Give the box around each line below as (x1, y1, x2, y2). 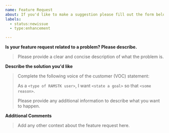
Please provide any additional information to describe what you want (17, 98, 160, 104)
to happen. (17, 103, 40, 109)
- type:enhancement (10, 26, 51, 31)
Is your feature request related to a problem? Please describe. (5, 44, 137, 50)
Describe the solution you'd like (5, 63, 73, 69)
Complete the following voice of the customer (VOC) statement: (17, 73, 150, 79)
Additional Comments (5, 113, 52, 119)
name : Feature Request (5, 7, 53, 12)
